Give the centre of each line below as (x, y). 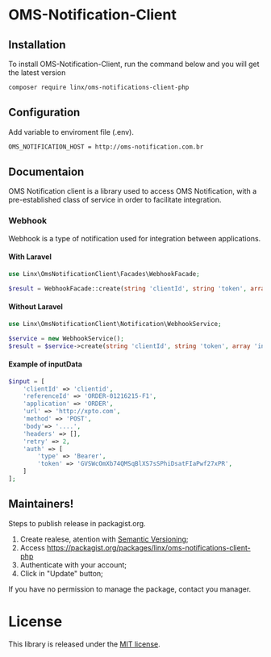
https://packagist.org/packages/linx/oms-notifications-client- (149, 547)
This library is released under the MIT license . (84, 644)
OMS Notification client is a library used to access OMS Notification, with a (133, 191)
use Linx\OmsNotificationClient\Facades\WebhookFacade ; (104, 274)
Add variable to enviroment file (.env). (71, 132)
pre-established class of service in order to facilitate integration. (115, 200)
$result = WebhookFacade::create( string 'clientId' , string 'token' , (128, 288)
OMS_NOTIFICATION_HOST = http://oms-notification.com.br (106, 147)
